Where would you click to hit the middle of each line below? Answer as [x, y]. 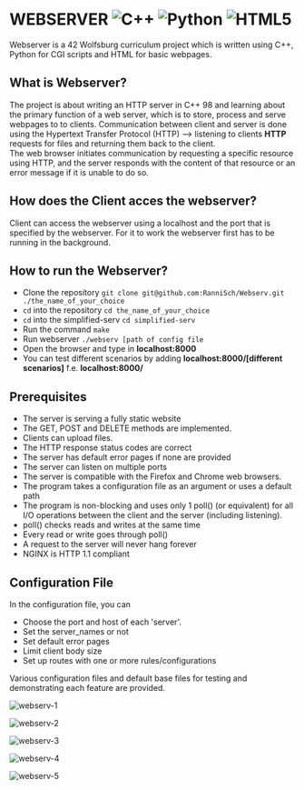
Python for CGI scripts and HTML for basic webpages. [111, 54]
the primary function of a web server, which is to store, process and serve [147, 115]
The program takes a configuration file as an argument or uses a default [157, 486]
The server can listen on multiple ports [95, 467]
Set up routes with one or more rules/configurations [119, 660]
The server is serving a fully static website [102, 419]
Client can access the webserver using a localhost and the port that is [140, 223]
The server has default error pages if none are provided [127, 457]
